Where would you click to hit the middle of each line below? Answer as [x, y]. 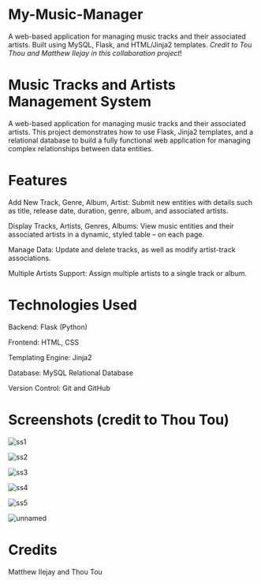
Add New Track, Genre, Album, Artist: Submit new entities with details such [130, 202]
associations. [30, 258]
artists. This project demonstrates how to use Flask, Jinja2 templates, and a [131, 132]
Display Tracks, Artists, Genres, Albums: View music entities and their [121, 225]
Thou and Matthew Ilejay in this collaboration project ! [95, 53]
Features [38, 181]
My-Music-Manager [76, 15]
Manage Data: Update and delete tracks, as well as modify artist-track [122, 249]
